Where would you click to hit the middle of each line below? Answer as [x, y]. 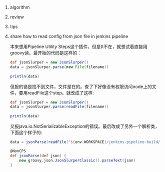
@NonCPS [18, 151]
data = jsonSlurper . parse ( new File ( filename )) [59, 67]
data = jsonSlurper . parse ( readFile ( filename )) [59, 107]
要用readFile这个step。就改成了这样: [56, 92]
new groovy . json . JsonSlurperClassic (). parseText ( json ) [77, 160]
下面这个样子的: [26, 132]
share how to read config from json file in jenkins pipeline [69, 36]
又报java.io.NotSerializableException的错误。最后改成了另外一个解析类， [85, 126]
